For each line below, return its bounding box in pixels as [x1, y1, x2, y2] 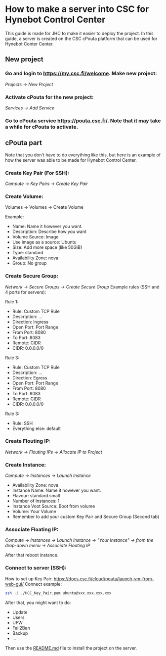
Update [12, 609, 28, 615]
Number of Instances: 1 [12, 498, 60, 504]
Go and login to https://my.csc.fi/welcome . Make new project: [5, 70, 157, 77]
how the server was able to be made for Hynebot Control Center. [5, 157, 137, 163]
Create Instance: [5, 461, 46, 468]
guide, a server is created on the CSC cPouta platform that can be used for [5, 36, 158, 42]
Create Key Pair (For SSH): [5, 169, 70, 176]
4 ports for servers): [5, 289, 46, 295]
